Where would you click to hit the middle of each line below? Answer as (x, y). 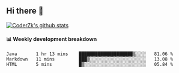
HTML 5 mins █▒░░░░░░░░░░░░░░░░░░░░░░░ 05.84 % (89, 65)
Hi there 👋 (25, 11)
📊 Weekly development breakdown (52, 39)
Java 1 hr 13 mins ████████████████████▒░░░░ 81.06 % (89, 54)
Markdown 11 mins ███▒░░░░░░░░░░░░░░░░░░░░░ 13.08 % (89, 59)
